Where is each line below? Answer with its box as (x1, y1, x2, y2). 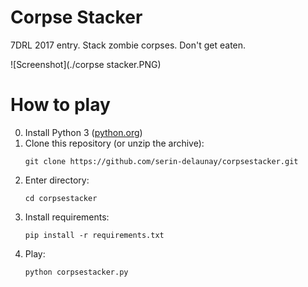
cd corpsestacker (24, 193, 98, 203)
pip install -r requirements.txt (24, 230, 165, 240)
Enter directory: (24, 174, 90, 186)
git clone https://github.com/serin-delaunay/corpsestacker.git (24, 156, 299, 166)
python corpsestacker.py (24, 267, 129, 277)
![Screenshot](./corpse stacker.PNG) (10, 58, 162, 70)
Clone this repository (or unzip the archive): (24, 137, 205, 149)
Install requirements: (24, 211, 110, 223)
